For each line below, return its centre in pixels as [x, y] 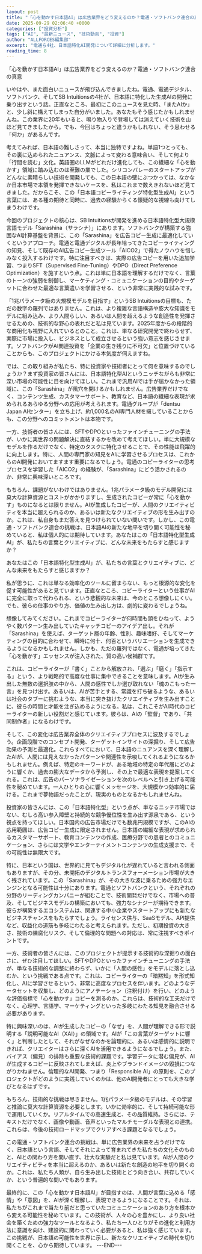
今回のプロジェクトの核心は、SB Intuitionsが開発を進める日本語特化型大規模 [101, 220]
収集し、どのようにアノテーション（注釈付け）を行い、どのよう [116, 990]
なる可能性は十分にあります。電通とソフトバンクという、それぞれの [111, 887]
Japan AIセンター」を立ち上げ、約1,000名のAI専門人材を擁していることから [100, 411]
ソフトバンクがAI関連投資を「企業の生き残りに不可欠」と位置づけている [106, 346]
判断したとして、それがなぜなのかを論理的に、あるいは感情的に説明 [106, 1041]
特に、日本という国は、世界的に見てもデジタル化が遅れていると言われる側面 [101, 865]
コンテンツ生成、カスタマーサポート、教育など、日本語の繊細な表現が [103, 396]
